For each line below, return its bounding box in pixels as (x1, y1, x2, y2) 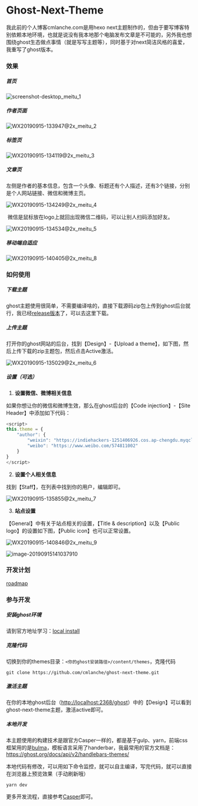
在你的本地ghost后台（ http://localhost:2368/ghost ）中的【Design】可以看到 (6, 699, 192, 706)
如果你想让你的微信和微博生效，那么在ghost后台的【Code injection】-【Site (6, 402, 190, 409)
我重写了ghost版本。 (6, 45, 57, 53)
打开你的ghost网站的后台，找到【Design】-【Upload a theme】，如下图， (6, 340, 184, 347)
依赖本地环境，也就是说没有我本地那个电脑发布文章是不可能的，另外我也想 (11, 31, 192, 38)
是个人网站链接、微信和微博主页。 (6, 189, 89, 196)
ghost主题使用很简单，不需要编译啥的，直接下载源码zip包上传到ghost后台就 (6, 302, 191, 309)
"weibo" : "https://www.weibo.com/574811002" (27, 443, 138, 449)
